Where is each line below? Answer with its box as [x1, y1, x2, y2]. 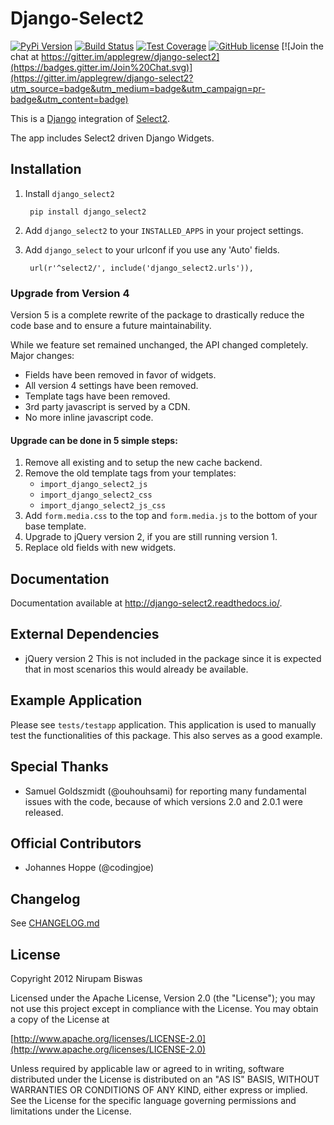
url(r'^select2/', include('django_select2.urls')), [29, 263, 254, 273]
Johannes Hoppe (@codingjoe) [24, 862, 155, 874]
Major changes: [10, 350, 75, 362]
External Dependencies [10, 626, 160, 643]
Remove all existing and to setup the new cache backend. [24, 457, 263, 469]
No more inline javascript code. [24, 412, 154, 424]
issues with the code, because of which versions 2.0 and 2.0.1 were [24, 795, 303, 807]
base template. [24, 520, 87, 532]
